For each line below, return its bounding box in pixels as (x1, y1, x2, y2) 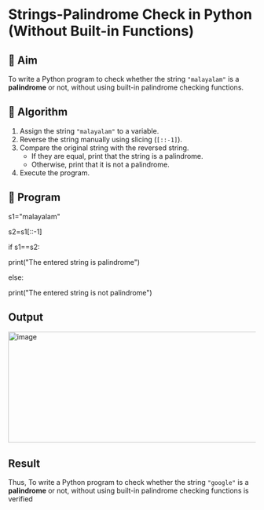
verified (8, 494, 33, 504)
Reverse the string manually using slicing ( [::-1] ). (19, 134, 183, 144)
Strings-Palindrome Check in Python (8, 6, 253, 24)
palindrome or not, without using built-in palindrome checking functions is (8, 486, 249, 496)
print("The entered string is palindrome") (8, 257, 140, 266)
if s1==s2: (8, 242, 41, 251)
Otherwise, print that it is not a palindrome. (31, 160, 170, 169)
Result (8, 457, 41, 470)
